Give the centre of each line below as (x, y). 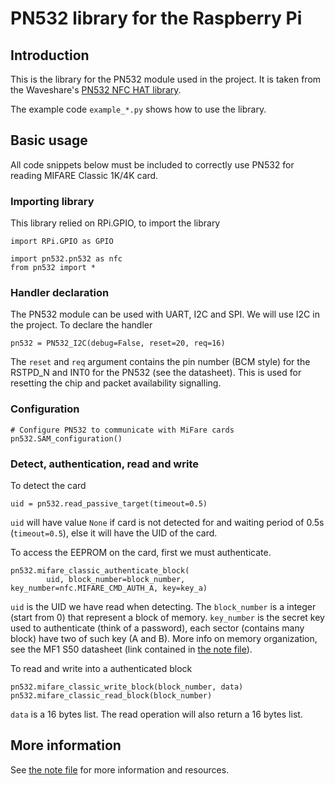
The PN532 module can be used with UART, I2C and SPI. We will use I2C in (165, 314)
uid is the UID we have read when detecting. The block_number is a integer (163, 606)
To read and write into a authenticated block (101, 668)
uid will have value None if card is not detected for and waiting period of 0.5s (167, 522)
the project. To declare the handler (81, 325)
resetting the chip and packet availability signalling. (116, 383)
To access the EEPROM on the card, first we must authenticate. (141, 552)
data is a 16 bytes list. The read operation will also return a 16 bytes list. (156, 714)
